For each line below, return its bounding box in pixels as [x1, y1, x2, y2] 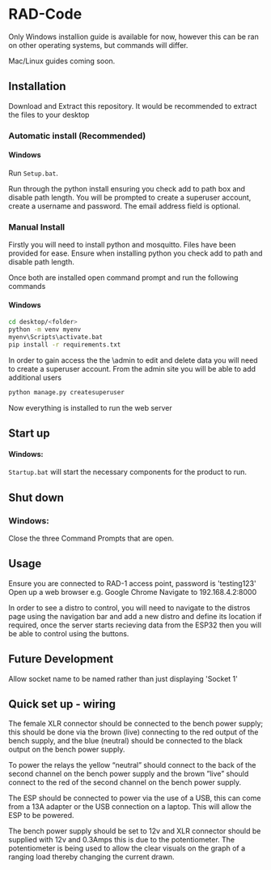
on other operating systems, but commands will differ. [8, 40, 188, 50]
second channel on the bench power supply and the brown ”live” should [8, 769, 249, 779]
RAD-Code [8, 5, 83, 24]
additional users [8, 373, 62, 382]
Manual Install [8, 221, 66, 232]
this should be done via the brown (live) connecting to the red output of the [8, 727, 259, 737]
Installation [8, 80, 66, 93]
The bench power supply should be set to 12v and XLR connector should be [8, 826, 261, 836]
